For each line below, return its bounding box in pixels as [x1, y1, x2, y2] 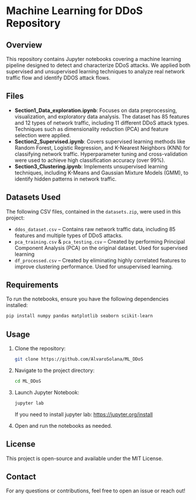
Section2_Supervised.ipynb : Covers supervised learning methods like [14, 138, 185, 145]
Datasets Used [6, 192, 61, 202]
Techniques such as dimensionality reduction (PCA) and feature [14, 125, 169, 133]
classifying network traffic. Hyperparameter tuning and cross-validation [14, 150, 188, 157]
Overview [6, 40, 43, 50]
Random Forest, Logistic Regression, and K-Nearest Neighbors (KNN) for [14, 144, 190, 151]
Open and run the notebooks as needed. [14, 422, 112, 429]
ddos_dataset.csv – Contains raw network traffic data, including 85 [14, 225, 176, 232]
